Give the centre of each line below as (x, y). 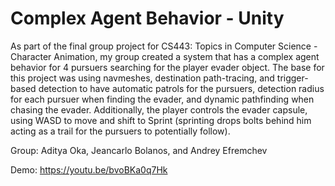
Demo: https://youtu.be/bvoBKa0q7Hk (89, 169)
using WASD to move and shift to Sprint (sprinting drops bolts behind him (161, 120)
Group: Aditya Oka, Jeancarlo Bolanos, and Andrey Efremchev (139, 150)
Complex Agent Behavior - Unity (147, 18)
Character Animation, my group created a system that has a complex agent (165, 56)
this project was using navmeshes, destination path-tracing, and (142, 78)
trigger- (292, 78)
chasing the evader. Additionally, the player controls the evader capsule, (159, 109)
